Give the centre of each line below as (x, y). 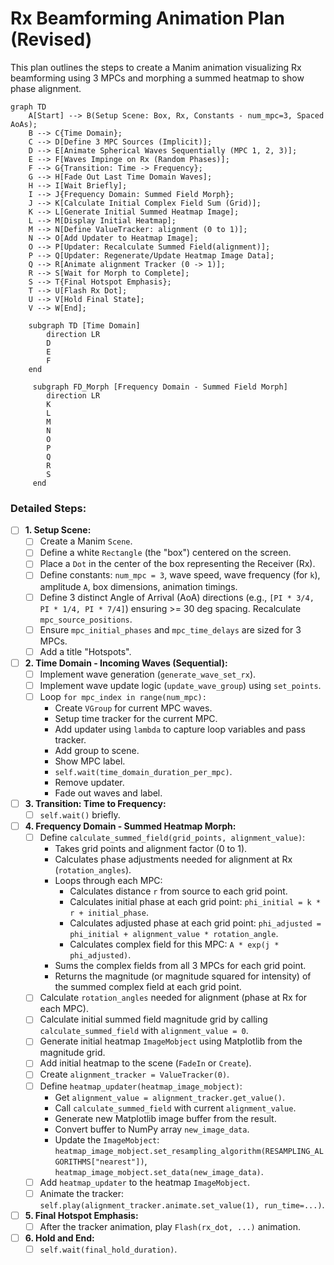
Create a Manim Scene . (86, 541)
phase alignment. (46, 88)
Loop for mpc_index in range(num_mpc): (123, 696)
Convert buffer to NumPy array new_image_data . (152, 1129)
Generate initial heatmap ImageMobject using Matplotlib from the (171, 1041)
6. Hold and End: (59, 1238)
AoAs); (24, 124)
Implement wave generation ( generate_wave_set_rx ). (148, 674)
